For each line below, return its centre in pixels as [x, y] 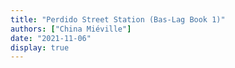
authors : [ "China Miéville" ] [71, 29]
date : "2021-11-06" [51, 38]
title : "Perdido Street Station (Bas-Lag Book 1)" [118, 19]
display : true [40, 47]
